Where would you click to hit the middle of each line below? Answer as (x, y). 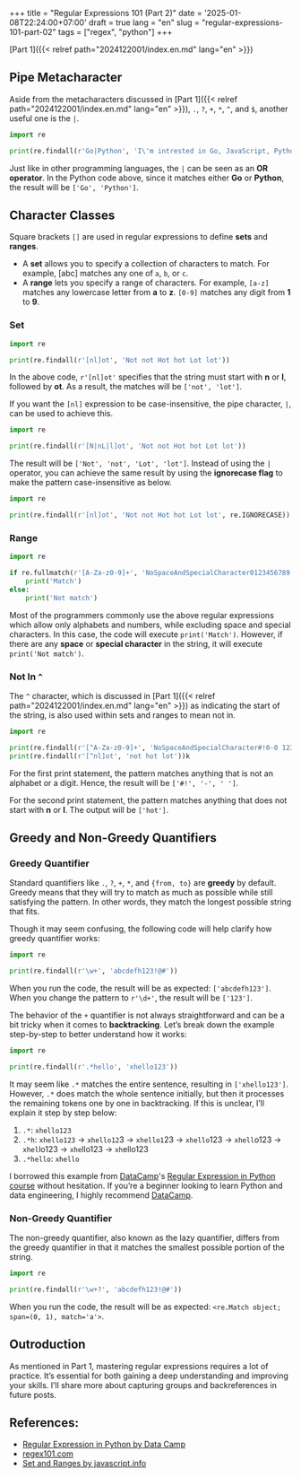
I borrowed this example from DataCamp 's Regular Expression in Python (142, 1175)
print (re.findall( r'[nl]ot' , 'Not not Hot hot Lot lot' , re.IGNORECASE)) (150, 515)
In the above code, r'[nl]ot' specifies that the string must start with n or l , (148, 377)
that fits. (25, 912)
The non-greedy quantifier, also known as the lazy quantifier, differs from (144, 1238)
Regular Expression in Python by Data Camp (104, 1445)
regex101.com (47, 1454)
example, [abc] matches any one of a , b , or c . (105, 274)
